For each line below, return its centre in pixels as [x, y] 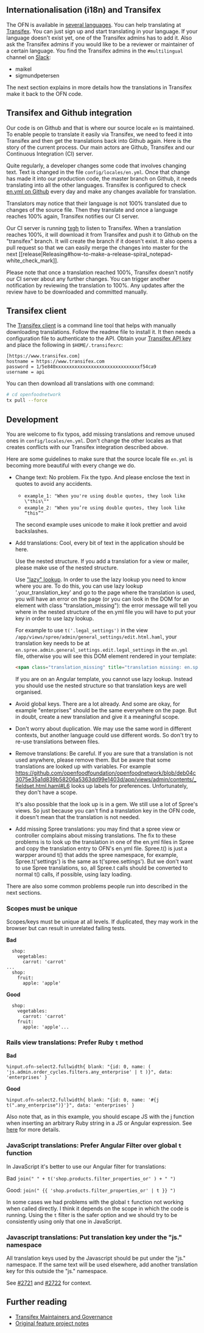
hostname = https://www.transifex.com [55, 362]
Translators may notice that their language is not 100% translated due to [97, 203]
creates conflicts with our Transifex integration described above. [87, 447]
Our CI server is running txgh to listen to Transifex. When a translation [94, 228]
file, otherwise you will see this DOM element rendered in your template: [106, 656]
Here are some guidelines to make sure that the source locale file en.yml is [100, 459]
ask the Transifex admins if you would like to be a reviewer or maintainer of [100, 44]
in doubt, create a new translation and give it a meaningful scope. [97, 717]
